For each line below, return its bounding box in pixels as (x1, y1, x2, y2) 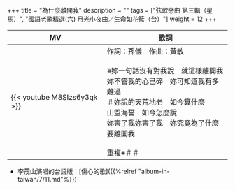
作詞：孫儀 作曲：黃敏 (106, 47, 184, 56)
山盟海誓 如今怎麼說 (106, 108, 177, 117)
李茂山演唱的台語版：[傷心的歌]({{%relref (17, 167, 137, 175)
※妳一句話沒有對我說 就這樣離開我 (106, 66, 224, 75)
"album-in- (138, 167, 170, 175)
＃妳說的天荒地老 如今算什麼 (106, 97, 205, 107)
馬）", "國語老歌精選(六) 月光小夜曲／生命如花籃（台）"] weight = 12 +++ (7, 15, 217, 23)
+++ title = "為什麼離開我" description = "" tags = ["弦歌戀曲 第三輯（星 (7, 6, 213, 14)
